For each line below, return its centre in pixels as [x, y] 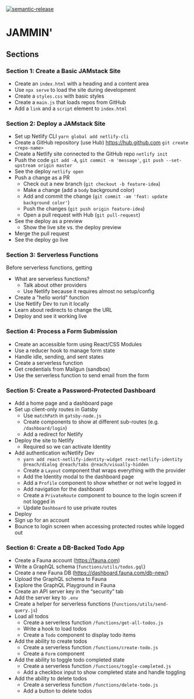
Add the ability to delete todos [51, 679]
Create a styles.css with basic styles [59, 96]
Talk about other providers [55, 285]
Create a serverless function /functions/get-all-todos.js [93, 622]
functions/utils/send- [141, 605]
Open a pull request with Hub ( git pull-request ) [82, 215]
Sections [22, 54]
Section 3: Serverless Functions [52, 255]
